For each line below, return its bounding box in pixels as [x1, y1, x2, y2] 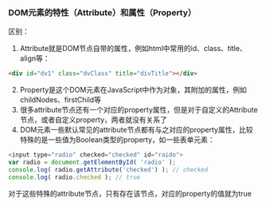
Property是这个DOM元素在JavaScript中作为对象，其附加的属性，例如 [19, 85, 247, 95]
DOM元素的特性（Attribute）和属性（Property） [8, 6, 197, 18]
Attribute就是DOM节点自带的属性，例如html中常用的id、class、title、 [19, 44, 247, 53]
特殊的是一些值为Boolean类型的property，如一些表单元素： [19, 135, 215, 145]
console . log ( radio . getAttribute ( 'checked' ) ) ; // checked [8, 165, 209, 173]
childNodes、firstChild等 [19, 95, 102, 105]
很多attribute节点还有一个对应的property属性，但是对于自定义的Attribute [19, 105, 258, 115]
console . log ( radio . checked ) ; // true [8, 173, 141, 181]
